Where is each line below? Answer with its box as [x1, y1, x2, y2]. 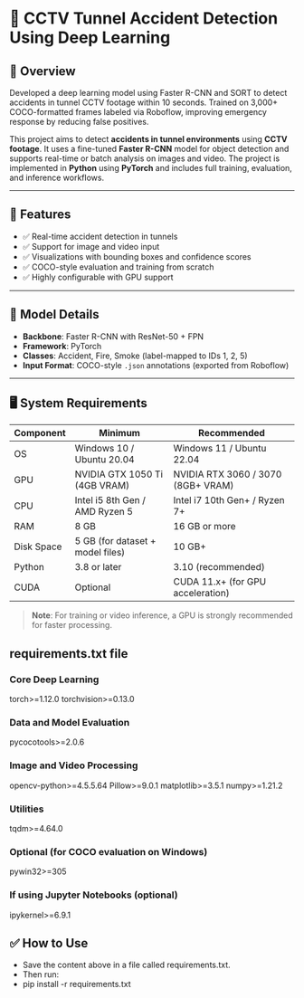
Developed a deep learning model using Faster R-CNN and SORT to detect [9, 88, 288, 98]
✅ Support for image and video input [22, 241, 160, 252]
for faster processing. [31, 620, 113, 631]
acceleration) [173, 587, 230, 600]
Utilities [9, 803, 44, 815]
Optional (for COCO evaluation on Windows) [9, 845, 208, 858]
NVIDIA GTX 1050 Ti [74, 468, 164, 480]
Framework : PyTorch [22, 340, 102, 351]
